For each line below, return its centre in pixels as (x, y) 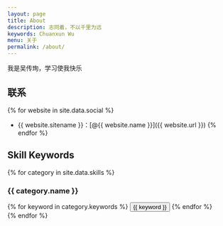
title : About (27, 21)
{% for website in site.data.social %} (61, 110)
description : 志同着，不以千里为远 (54, 27)
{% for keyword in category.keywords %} (68, 206)
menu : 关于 (22, 41)
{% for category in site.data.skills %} (61, 172)
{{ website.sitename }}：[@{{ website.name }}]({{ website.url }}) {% (117, 124)
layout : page (27, 14)
